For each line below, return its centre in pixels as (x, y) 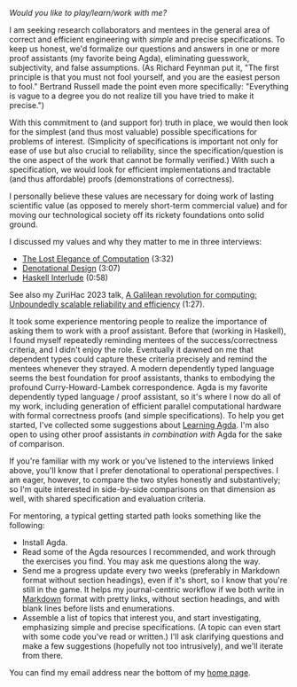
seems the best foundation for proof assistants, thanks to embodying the (142, 378)
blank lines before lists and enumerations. (98, 608)
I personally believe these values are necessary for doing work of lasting (142, 196)
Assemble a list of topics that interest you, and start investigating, (141, 618)
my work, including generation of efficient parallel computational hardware (145, 406)
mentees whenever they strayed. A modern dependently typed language (142, 368)
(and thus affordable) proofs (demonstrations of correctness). (122, 179)
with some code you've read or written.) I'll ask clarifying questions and (152, 636)
